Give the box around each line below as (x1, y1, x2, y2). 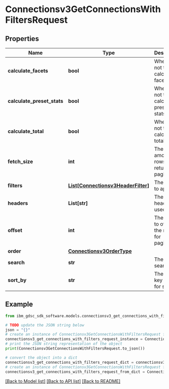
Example (5, 300, 33, 309)
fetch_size (8, 158, 33, 165)
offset (8, 227, 23, 234)
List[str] (68, 200, 88, 206)
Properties (5, 34, 39, 43)
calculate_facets (8, 67, 49, 74)
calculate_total (8, 128, 44, 135)
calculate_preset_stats (8, 97, 64, 104)
